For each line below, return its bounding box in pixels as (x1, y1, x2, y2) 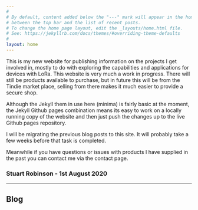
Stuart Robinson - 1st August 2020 (6, 169, 108, 178)
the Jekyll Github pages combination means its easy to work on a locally (6, 107, 181, 114)
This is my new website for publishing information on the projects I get (6, 57, 177, 65)
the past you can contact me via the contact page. (6, 155, 128, 162)
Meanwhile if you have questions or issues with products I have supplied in (6, 148, 189, 155)
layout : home (6, 42, 38, 48)
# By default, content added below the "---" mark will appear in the (6, 14, 183, 20)
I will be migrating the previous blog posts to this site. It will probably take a (6, 130, 189, 137)
